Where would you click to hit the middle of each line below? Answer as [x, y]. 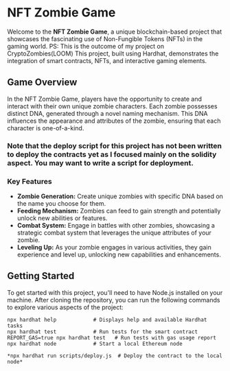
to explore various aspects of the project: [65, 307]
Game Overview [42, 83]
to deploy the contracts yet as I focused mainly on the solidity [112, 154]
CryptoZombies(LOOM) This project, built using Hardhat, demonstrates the [113, 53]
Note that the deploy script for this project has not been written [114, 145]
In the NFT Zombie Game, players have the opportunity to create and [105, 99]
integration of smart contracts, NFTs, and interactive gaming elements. [107, 60]
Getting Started [41, 276]
